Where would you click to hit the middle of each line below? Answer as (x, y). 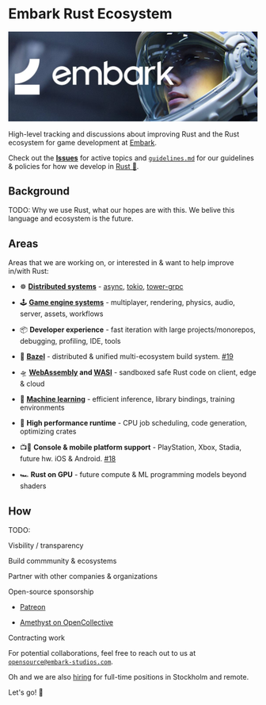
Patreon (32, 607)
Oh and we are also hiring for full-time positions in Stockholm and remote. (129, 677)
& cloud (32, 384)
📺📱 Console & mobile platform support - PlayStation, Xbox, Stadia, (131, 447)
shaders (33, 486)
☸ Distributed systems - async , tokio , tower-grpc (101, 287)
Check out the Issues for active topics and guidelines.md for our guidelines (131, 158)
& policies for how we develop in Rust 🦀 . (74, 166)
